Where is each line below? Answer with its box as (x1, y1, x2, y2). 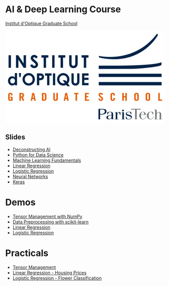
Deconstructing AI (12, 146, 51, 152)
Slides (5, 133, 25, 142)
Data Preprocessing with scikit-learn (12, 218, 89, 225)
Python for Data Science (12, 151, 64, 158)
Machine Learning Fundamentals (12, 157, 81, 163)
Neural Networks (12, 173, 48, 179)
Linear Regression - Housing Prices (12, 269, 87, 275)
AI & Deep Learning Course (5, 4, 121, 15)
